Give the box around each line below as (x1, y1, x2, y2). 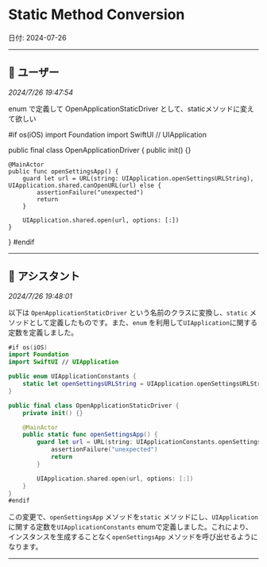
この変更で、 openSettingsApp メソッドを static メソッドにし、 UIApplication (8, 512, 258, 522)
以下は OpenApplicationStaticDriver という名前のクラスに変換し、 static (8, 308, 248, 317)
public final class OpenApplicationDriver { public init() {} (8, 145, 192, 154)
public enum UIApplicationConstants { (8, 372, 137, 381)
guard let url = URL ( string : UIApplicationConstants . (37, 438, 219, 446)
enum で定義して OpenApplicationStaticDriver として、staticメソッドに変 (8, 103, 248, 113)
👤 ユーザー (8, 66, 60, 80)
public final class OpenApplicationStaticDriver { (8, 402, 180, 410)
